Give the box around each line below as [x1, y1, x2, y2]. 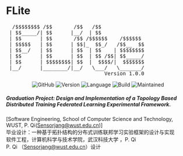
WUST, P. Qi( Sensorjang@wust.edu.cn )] [6, 122, 103, 129]
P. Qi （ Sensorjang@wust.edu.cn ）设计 [6, 143, 101, 150]
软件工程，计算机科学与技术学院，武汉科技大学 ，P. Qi [6, 136, 136, 143]
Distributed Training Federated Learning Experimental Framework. [6, 100, 171, 108]
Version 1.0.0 [104, 70, 145, 77]
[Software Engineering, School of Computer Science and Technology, [6, 115, 174, 122]
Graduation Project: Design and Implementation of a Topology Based [6, 95, 177, 102]
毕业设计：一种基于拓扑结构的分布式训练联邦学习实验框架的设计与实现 [6, 129, 175, 136]
